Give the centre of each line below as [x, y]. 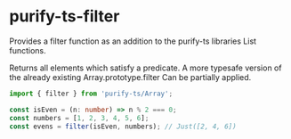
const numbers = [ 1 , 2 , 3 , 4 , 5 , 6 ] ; [79, 118]
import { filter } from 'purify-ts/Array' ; [91, 94]
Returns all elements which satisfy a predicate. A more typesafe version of [145, 68]
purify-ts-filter [65, 16]
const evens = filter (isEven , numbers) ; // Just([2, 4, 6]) [123, 127]
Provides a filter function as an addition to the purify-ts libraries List [133, 41]
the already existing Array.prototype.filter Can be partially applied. [130, 77]
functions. [28, 50]
